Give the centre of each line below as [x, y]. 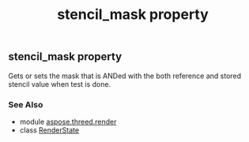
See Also [26, 104]
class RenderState [49, 130]
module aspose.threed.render [68, 121]
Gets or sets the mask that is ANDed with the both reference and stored [125, 76]
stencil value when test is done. [60, 84]
